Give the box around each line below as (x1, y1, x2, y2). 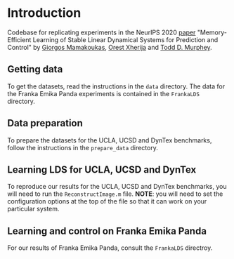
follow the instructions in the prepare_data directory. (7, 143, 158, 152)
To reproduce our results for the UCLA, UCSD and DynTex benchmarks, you (7, 182, 227, 191)
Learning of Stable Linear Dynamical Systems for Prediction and (32, 35, 219, 44)
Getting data (7, 63, 63, 75)
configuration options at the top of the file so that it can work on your (7, 197, 207, 206)
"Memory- (197, 28, 227, 36)
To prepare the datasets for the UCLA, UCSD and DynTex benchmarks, (7, 135, 212, 145)
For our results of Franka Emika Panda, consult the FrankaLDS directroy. (7, 244, 213, 252)
